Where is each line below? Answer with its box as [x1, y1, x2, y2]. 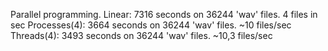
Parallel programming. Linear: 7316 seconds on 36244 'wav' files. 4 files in [10, 9, 318, 20]
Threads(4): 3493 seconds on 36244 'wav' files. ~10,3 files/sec [10, 30, 273, 41]
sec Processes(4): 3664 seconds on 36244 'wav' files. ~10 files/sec [10, 19, 292, 31]
